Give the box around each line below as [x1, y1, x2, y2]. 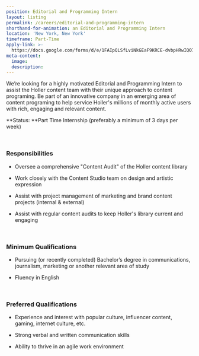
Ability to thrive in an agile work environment [14, 343, 124, 350]
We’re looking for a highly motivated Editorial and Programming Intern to [6, 80, 182, 87]
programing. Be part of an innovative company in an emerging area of [6, 93, 176, 100]
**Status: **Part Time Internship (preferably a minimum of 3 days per [6, 117, 178, 124]
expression [14, 180, 42, 187]
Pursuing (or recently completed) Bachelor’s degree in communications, [14, 256, 191, 263]
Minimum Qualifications [6, 243, 77, 251]
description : [11, 63, 44, 70]
